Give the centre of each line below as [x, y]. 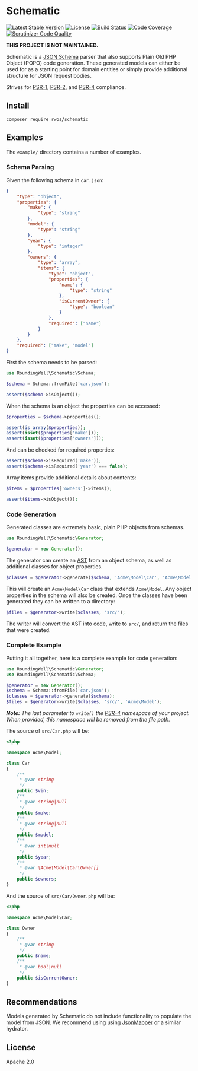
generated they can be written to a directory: [61, 601]
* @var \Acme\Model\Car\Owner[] [59, 868]
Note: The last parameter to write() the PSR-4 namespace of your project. [98, 713]
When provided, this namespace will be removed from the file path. [88, 720]
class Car [18, 763]
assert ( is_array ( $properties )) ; [46, 428]
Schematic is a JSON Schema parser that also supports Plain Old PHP [91, 56]
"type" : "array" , [59, 263]
